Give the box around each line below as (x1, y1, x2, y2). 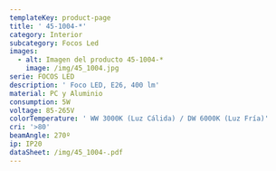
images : (9, 47, 39, 56)
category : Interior (9, 30, 83, 39)
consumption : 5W (9, 97, 71, 107)
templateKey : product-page (9, 13, 111, 23)
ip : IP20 (9, 139, 43, 148)
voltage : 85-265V (9, 106, 75, 115)
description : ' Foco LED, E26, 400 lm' (9, 81, 160, 90)
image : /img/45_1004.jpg (25, 64, 119, 73)
